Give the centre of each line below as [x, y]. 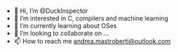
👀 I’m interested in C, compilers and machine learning [91, 18]
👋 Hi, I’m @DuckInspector [51, 11]
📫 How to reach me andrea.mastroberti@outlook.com [92, 41]
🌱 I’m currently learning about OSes [65, 26]
